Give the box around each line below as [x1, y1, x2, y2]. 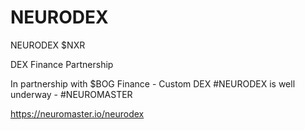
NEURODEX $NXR [10, 39, 86, 51]
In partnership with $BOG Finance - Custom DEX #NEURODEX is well [10, 77, 296, 90]
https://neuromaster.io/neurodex [10, 107, 145, 120]
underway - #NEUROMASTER [10, 88, 133, 100]
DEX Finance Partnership [10, 58, 114, 70]
